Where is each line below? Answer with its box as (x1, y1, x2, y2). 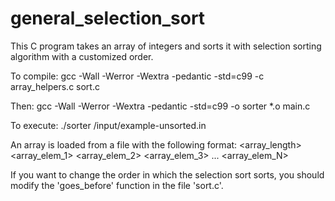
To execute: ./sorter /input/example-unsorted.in (10, 119, 207, 131)
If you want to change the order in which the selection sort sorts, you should (10, 168, 325, 181)
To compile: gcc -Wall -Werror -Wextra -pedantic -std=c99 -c (10, 70, 265, 82)
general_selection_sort (10, 7, 206, 30)
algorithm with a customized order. (10, 50, 154, 62)
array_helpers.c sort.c (10, 80, 100, 92)
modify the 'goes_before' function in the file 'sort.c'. (10, 179, 224, 191)
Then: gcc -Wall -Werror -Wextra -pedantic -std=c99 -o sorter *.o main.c (10, 100, 311, 112)
